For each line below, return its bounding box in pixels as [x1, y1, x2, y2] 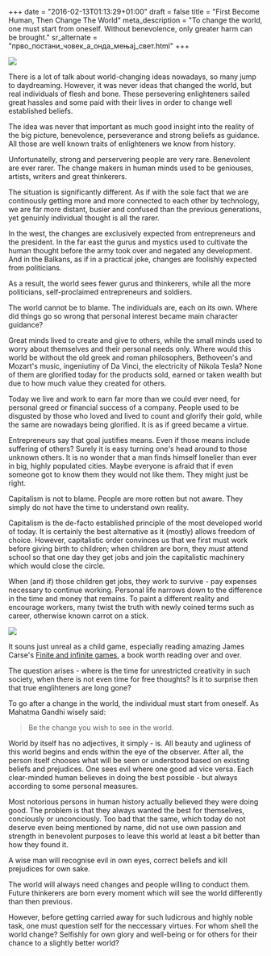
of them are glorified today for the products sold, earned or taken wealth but [8, 370, 262, 379]
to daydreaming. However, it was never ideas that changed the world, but [8, 81, 252, 90]
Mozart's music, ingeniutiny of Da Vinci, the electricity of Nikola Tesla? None [8, 361, 263, 370]
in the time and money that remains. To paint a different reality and [8, 594, 230, 603]
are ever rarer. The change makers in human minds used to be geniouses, [8, 163, 254, 173]
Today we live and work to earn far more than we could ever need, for [8, 395, 240, 403]
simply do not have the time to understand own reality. [8, 503, 190, 511]
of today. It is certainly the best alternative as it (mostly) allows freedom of [8, 527, 256, 536]
